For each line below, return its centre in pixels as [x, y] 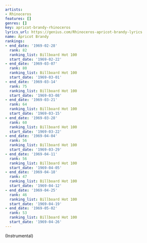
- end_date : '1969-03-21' [31, 100]
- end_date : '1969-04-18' [31, 172]
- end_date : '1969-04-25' [31, 190]
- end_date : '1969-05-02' [31, 208]
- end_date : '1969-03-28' [31, 118]
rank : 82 [18, 50]
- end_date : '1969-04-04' [31, 136]
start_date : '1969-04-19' [36, 204]
